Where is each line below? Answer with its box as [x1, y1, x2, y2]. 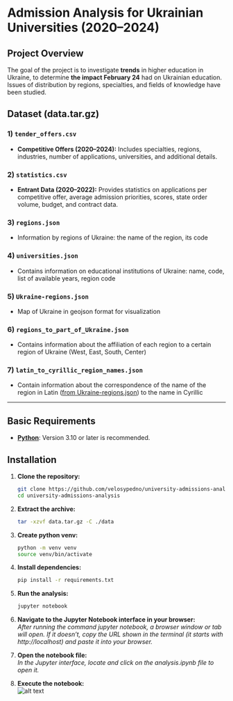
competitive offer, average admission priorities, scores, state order [17, 193, 208, 201]
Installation [7, 454, 57, 466]
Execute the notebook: [17, 679, 85, 688]
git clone [17, 486, 46, 493]
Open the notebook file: [17, 651, 87, 659]
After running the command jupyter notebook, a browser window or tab [17, 623, 222, 631]
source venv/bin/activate [17, 551, 92, 558]
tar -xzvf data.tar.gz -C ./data [17, 518, 114, 525]
